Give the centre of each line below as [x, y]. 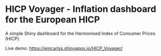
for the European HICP [53, 20]
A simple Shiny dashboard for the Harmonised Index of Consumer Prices [80, 33]
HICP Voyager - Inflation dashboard [81, 9]
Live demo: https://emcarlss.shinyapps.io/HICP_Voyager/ [64, 48]
